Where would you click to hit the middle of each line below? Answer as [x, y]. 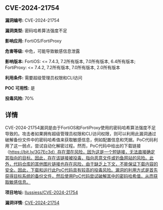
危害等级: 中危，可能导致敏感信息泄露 [42, 51]
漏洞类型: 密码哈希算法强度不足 [36, 30]
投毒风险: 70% [19, 98]
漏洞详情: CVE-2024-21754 [32, 202]
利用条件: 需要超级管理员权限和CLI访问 [44, 77]
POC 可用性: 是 [20, 88]
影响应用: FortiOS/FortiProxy [33, 41]
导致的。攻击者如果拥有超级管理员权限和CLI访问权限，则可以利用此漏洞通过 [81, 134]
